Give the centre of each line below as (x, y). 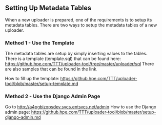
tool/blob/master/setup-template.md (42, 84)
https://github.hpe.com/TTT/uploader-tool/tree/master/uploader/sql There (80, 64)
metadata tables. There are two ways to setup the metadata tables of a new (81, 25)
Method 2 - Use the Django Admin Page (53, 96)
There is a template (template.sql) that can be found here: (63, 59)
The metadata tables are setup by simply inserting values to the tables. (76, 54)
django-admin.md (23, 117)
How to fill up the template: (32, 79)
